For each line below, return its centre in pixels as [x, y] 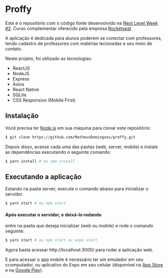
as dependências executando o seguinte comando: [58, 152]
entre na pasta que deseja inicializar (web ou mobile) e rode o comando [79, 226]
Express [21, 79]
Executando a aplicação [43, 177]
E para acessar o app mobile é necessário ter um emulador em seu [74, 259]
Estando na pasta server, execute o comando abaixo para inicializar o [77, 189]
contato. [14, 49]
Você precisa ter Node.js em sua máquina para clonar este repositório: [78, 128]
